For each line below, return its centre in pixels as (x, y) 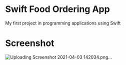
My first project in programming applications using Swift (63, 23)
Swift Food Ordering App (57, 9)
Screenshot (30, 43)
